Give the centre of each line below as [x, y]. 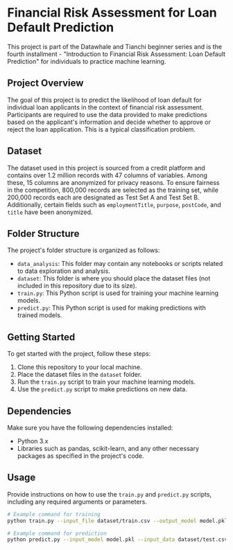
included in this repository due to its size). [77, 286]
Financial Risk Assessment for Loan [112, 13]
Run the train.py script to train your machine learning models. [106, 382]
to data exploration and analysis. [64, 271]
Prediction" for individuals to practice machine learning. [87, 61]
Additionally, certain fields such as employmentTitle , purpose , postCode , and [114, 204]
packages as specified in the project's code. [80, 456]
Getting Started [41, 337]
